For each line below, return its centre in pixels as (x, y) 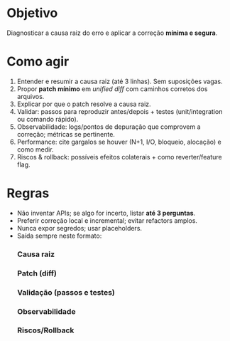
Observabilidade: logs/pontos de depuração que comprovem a (109, 127)
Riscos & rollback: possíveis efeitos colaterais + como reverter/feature (119, 157)
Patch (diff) (37, 273)
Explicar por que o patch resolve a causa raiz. (84, 104)
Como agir (38, 62)
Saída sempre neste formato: (59, 236)
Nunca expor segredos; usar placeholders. (80, 228)
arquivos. (31, 96)
